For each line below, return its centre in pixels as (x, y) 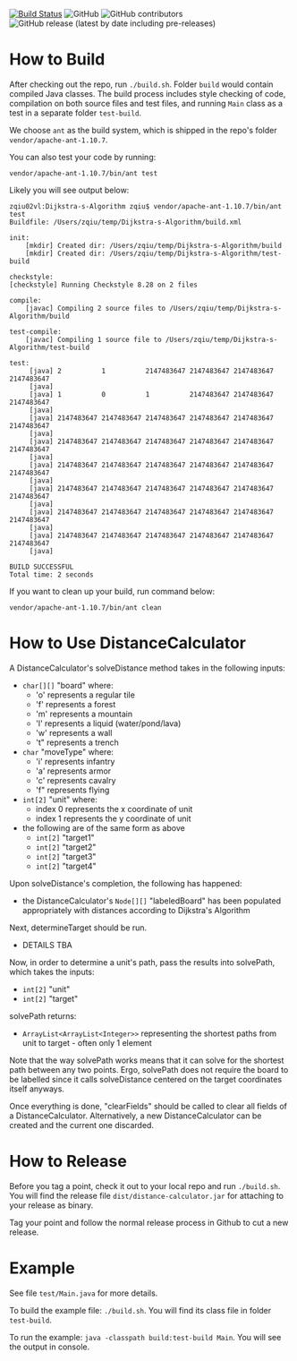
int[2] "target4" (66, 866)
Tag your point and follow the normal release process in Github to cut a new (149, 1222)
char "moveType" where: (68, 751)
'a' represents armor (73, 771)
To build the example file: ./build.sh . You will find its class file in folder (140, 1310)
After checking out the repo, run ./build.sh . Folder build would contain (141, 84)
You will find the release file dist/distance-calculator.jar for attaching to (147, 1195)
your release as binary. (51, 1205)
